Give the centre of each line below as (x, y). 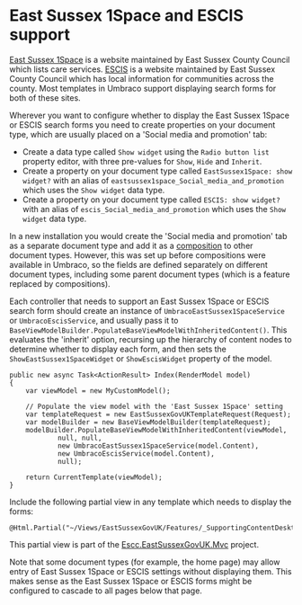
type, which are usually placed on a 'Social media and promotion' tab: (138, 134)
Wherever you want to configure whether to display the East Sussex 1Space (150, 115)
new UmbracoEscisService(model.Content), (136, 454)
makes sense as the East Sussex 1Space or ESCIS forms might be (131, 581)
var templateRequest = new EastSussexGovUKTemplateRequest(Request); (159, 414)
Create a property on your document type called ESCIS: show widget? (151, 200)
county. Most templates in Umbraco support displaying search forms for (143, 88)
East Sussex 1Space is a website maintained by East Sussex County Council (150, 59)
